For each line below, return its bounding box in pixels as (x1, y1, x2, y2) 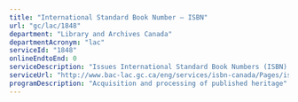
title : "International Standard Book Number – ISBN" (9, 12, 208, 22)
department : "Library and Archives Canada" (9, 29, 173, 38)
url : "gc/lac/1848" (9, 21, 82, 30)
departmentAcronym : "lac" (9, 37, 105, 47)
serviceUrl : (9, 71, 53, 80)
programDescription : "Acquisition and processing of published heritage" (9, 79, 288, 88)
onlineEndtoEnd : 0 (9, 54, 77, 63)
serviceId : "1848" (9, 46, 77, 55)
